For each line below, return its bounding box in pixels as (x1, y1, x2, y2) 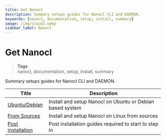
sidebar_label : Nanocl (5, 26, 52, 31)
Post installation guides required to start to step (48, 121, 159, 128)
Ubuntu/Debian (7, 101, 43, 108)
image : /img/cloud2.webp (5, 21, 56, 26)
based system (48, 104, 82, 111)
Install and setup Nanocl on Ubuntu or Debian (48, 98, 155, 105)
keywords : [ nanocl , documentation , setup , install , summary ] (5, 16, 134, 21)
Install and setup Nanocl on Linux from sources (48, 112, 158, 119)
